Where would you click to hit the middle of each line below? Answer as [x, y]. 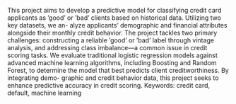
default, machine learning [45, 93]
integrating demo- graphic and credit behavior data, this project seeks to [113, 78]
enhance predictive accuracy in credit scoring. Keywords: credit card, [109, 85]
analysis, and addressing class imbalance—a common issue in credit [107, 48]
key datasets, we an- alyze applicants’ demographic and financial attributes [117, 25]
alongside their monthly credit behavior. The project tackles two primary [112, 33]
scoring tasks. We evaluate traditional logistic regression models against [112, 55]
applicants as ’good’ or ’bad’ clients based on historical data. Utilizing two [114, 18]
